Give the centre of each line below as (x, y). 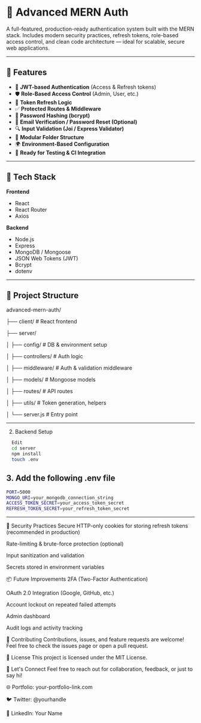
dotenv (24, 271)
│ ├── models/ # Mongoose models (51, 380)
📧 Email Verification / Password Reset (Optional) (76, 122)
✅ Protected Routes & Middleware (58, 109)
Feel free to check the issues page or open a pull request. (77, 646)
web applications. (28, 48)
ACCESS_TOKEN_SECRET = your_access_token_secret (65, 503)
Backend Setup (33, 432)
